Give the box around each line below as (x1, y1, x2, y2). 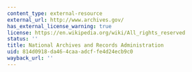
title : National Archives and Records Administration (7, 42, 165, 49)
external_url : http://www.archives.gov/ (7, 16, 125, 23)
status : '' (7, 36, 38, 43)
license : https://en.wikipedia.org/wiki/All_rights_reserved (7, 29, 186, 36)
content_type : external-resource (7, 10, 103, 17)
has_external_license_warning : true (7, 23, 112, 29)
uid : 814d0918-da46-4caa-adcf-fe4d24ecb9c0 (7, 49, 134, 56)
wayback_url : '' (7, 55, 53, 62)
